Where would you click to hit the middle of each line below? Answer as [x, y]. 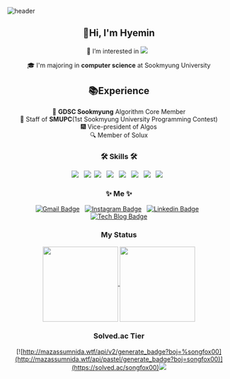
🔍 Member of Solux [119, 135]
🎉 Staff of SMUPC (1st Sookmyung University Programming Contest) [119, 119]
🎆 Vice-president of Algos [119, 127]
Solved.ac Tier [119, 336]
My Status [119, 235]
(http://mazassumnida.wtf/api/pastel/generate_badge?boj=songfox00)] [119, 359]
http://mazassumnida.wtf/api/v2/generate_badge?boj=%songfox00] [122, 351]
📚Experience [119, 91]
